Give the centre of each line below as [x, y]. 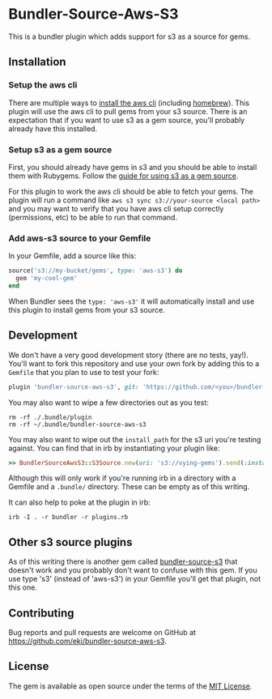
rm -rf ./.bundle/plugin [50, 417]
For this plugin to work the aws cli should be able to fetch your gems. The [131, 191]
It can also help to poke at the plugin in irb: [80, 502]
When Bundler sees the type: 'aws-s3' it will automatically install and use [132, 301]
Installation [37, 62]
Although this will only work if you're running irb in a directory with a [122, 478]
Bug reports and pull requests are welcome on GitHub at [102, 633]
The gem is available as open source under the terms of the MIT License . [130, 686]
